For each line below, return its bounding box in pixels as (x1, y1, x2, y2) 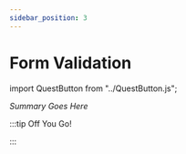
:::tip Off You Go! (9, 118, 72, 128)
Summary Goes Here (9, 100, 88, 111)
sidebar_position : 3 (9, 13, 88, 23)
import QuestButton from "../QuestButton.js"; (9, 83, 178, 94)
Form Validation (9, 52, 132, 73)
